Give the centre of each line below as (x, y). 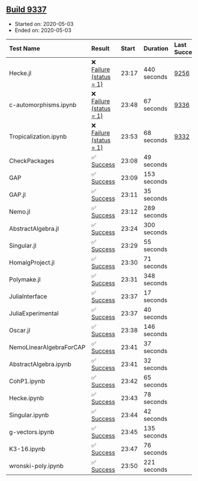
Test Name (24, 48)
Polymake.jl (25, 279)
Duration (156, 48)
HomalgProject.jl (32, 262)
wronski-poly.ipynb (36, 466)
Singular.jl (23, 245)
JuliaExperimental (34, 313)
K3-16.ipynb (27, 449)
